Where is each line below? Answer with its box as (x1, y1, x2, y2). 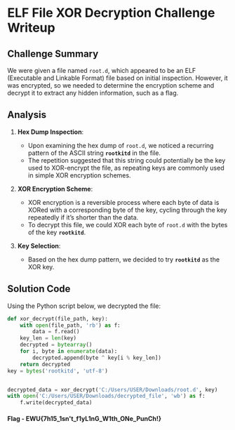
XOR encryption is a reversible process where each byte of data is (27, 198, 220, 206)
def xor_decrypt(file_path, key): (7, 315, 109, 322)
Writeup (7, 20, 55, 36)
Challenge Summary (7, 48, 99, 60)
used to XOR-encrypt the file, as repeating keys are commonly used (27, 163, 224, 172)
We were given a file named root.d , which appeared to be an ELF (7, 67, 196, 74)
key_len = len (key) (20, 335, 77, 342)
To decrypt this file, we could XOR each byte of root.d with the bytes (27, 220, 228, 229)
